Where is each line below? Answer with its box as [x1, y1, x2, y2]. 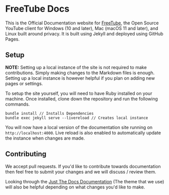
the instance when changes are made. [5, 135, 85, 141]
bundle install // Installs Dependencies [5, 111, 94, 116]
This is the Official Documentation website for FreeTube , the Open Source [5, 20, 159, 26]
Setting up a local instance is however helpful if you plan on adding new [5, 75, 155, 81]
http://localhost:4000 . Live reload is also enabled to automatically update [5, 129, 161, 136]
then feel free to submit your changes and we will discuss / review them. [5, 169, 156, 175]
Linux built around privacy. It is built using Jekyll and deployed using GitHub [5, 30, 163, 37]
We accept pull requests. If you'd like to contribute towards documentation [5, 163, 161, 169]
